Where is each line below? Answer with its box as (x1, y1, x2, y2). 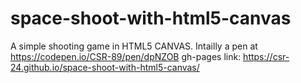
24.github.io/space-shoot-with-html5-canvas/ (10, 61, 200, 73)
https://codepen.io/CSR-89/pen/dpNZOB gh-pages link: (10, 50, 242, 62)
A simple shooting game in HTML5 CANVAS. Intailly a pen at (10, 40, 258, 52)
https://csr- (243, 50, 290, 62)
